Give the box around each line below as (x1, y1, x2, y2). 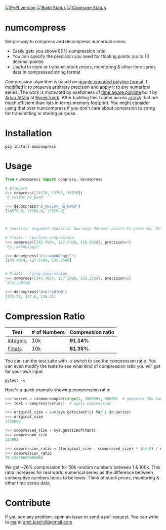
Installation (5, 128, 52, 139)
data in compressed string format (12, 69, 81, 75)
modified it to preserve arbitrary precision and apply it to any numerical (5, 84, 150, 90)
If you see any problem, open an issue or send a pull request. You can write (5, 514, 159, 520)
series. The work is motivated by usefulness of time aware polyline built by (5, 89, 158, 95)
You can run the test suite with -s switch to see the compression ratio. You (5, 357, 157, 364)
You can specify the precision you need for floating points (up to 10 (12, 53, 150, 59)
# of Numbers (31, 329, 65, 336)
